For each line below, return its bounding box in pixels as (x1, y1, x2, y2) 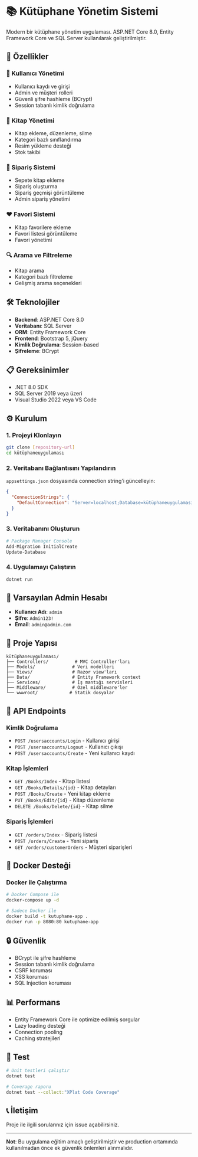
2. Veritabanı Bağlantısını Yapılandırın (6, 464, 116, 472)
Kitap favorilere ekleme (14, 224, 71, 231)
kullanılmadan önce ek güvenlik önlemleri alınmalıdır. (6, 1145, 134, 1152)
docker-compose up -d (6, 897, 60, 903)
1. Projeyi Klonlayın (6, 431, 62, 439)
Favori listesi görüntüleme (14, 230, 78, 237)
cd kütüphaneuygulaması (6, 450, 65, 456)
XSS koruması (14, 973, 49, 980)
